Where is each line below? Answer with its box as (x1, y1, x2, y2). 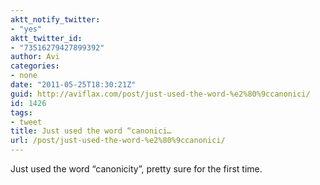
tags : (10, 107, 33, 118)
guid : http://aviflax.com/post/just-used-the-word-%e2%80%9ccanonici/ (10, 89, 311, 99)
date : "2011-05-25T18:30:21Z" (10, 80, 137, 90)
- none (10, 71, 38, 81)
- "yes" (10, 24, 43, 34)
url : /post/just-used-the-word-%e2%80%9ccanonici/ (10, 136, 226, 146)
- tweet (10, 117, 43, 127)
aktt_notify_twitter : (10, 14, 101, 25)
